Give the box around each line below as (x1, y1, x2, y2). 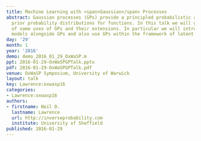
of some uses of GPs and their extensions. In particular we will (11, 25, 181, 32)
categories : (6, 87, 36, 93)
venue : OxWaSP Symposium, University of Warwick (6, 70, 130, 76)
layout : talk (6, 76, 39, 82)
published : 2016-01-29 (6, 126, 63, 132)
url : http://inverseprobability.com (11, 115, 103, 121)
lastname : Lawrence (11, 109, 60, 115)
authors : (6, 98, 28, 104)
